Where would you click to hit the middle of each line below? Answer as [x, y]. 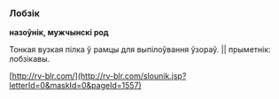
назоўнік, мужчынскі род [59, 33]
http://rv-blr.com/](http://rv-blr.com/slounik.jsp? [99, 76]
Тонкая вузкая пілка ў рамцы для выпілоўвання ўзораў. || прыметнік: [140, 49]
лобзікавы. [30, 59]
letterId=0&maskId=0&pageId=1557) [75, 86]
